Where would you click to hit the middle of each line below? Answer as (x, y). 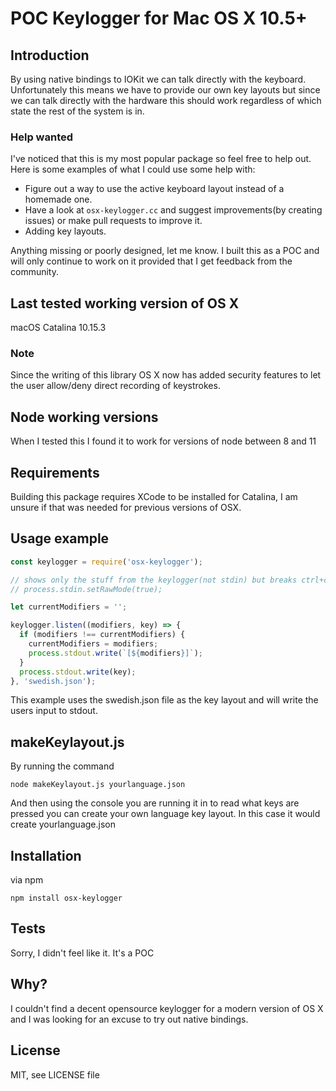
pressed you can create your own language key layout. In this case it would (165, 814)
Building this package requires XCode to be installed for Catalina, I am (154, 497)
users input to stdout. (54, 711)
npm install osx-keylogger (66, 898)
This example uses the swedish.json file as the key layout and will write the (164, 700)
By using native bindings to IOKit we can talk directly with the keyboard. (158, 79)
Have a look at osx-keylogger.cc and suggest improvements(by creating (173, 210)
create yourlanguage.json (63, 824)
